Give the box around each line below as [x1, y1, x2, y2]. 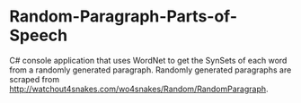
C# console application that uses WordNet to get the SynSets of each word [9, 55, 288, 65]
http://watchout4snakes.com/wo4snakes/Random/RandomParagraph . [9, 83, 269, 94]
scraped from [9, 73, 60, 84]
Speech [9, 25, 68, 46]
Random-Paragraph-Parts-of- [9, 6, 238, 27]
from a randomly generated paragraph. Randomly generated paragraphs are [9, 64, 292, 75]
